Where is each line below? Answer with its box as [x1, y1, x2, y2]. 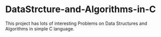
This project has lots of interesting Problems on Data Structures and [5, 20, 147, 26]
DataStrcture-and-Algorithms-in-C [5, 4, 156, 15]
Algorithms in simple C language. [5, 25, 75, 31]
